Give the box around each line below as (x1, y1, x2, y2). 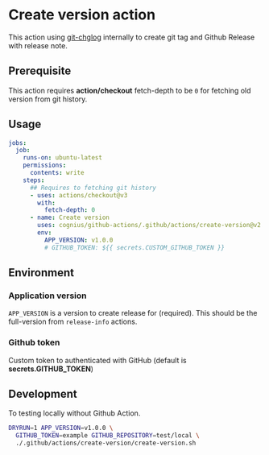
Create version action (8, 6, 155, 24)
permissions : (23, 161, 67, 170)
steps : (23, 176, 45, 184)
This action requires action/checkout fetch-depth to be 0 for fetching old (8, 85, 251, 95)
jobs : (8, 139, 27, 147)
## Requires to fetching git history (29, 184, 157, 192)
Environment (8, 266, 75, 279)
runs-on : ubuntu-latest (23, 154, 103, 162)
